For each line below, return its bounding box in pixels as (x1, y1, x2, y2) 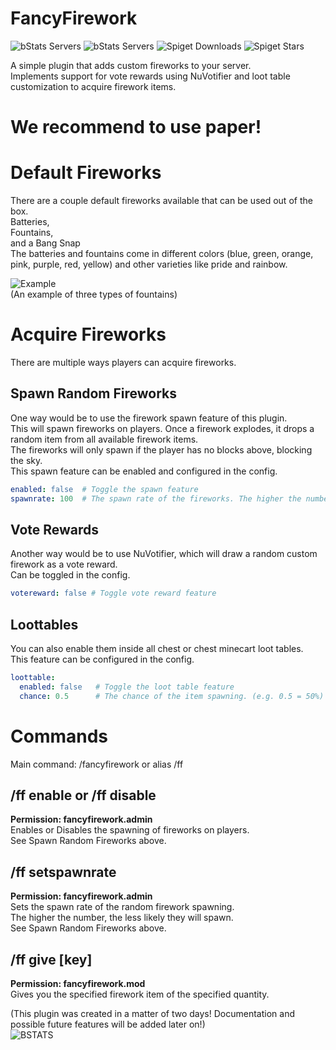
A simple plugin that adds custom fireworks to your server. (10, 59, 252, 71)
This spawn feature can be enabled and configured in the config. (10, 465, 278, 477)
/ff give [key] (10, 951, 93, 968)
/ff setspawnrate (10, 863, 117, 881)
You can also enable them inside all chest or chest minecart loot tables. (10, 643, 304, 655)
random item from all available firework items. (10, 433, 199, 445)
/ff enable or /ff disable (10, 787, 157, 804)
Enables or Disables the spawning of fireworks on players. (10, 824, 250, 836)
